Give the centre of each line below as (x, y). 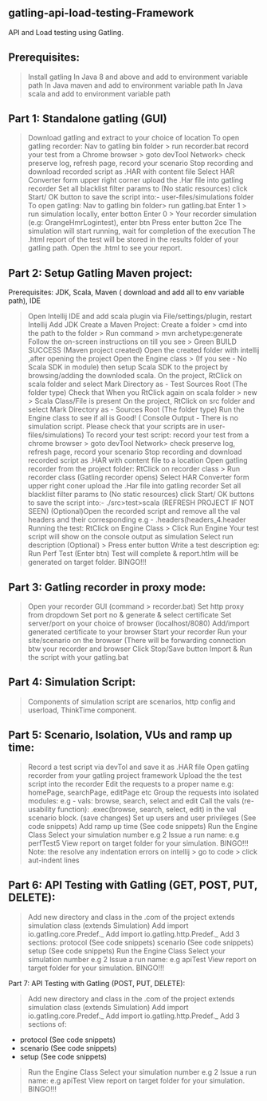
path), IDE (25, 301)
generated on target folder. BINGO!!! (87, 562)
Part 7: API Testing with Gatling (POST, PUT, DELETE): (97, 983)
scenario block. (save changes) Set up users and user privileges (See (142, 818)
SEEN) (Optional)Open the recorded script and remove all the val (134, 511)
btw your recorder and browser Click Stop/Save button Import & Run (140, 649)
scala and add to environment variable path (99, 93)
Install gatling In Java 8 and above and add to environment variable (138, 77)
